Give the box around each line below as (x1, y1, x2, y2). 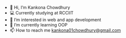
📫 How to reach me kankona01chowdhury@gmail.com (9, 27, 121, 33)
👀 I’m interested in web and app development (9, 17, 101, 23)
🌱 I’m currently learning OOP (9, 22, 68, 27)
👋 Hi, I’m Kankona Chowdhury (9, 5, 70, 10)
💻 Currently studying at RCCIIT (9, 10, 74, 15)
